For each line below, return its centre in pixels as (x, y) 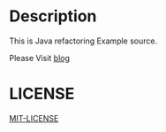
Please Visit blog (40, 58)
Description (53, 16)
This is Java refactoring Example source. (83, 41)
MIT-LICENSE (34, 118)
